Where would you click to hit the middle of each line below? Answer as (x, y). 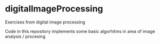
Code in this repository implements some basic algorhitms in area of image (80, 31)
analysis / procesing (25, 36)
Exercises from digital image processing (45, 22)
